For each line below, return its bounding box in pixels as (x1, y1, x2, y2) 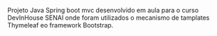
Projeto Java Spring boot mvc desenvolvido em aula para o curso (7, 6, 199, 14)
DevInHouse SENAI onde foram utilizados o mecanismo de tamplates (7, 13, 210, 22)
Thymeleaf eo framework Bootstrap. (7, 21, 114, 29)
